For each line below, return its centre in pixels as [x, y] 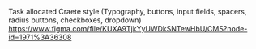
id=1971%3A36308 [40, 37]
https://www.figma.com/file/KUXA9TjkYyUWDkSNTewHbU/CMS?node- [128, 29]
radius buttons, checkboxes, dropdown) [75, 20]
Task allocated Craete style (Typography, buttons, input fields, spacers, [128, 12]
